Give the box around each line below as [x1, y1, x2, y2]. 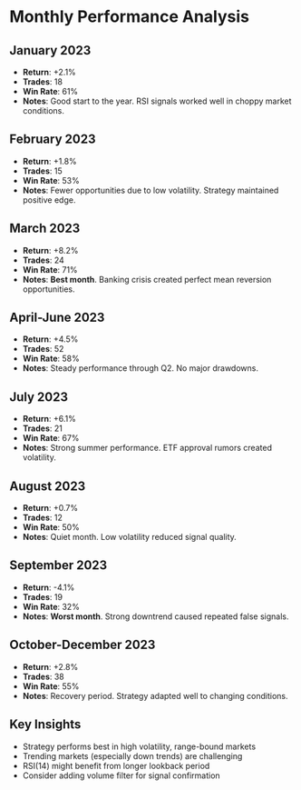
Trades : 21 [22, 423, 63, 434]
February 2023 [9, 132, 96, 147]
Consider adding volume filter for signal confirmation [22, 770, 220, 781]
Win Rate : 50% [22, 522, 80, 533]
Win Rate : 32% [22, 601, 80, 612]
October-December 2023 [9, 637, 156, 653]
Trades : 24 [22, 255, 65, 265]
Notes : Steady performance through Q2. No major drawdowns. [22, 363, 258, 374]
